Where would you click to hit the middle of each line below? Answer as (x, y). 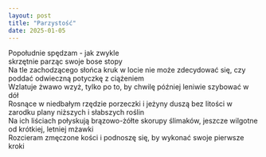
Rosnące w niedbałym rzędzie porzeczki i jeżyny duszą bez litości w (120, 104)
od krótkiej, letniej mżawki (51, 129)
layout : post (30, 16)
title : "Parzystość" (43, 23)
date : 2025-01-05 (37, 30)
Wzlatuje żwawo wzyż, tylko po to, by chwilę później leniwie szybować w (129, 87)
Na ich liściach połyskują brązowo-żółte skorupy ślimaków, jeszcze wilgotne (133, 121)
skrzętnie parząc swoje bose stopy (66, 61)
